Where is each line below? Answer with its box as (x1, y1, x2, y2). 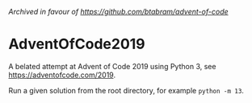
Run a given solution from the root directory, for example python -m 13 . (8, 85, 245, 95)
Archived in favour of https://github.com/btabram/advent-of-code (8, 7, 229, 16)
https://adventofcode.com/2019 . (8, 70, 115, 80)
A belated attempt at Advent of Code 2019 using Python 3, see (8, 61, 216, 71)
